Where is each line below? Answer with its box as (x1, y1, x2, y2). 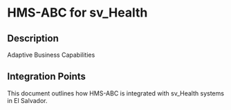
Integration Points (7, 71, 86, 82)
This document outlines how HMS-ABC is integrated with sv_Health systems (7, 89, 225, 98)
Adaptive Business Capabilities (7, 51, 95, 59)
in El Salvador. (7, 96, 48, 104)
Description (7, 33, 59, 44)
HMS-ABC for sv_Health (7, 5, 148, 21)
